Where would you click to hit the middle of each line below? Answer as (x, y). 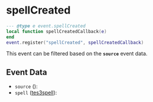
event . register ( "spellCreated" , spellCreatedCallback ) (75, 42)
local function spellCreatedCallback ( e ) (57, 31)
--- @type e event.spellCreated (46, 26)
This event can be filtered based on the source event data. (77, 54)
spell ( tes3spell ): (36, 93)
